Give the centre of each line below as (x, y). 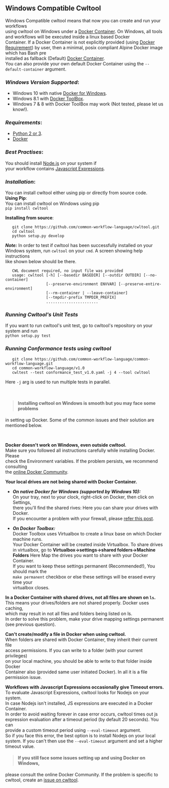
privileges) (16, 656)
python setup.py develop (38, 236)
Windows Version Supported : (42, 82)
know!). (20, 110)
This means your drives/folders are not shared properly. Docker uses (77, 602)
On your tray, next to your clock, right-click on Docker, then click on (83, 497)
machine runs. (28, 539)
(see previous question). (31, 624)
